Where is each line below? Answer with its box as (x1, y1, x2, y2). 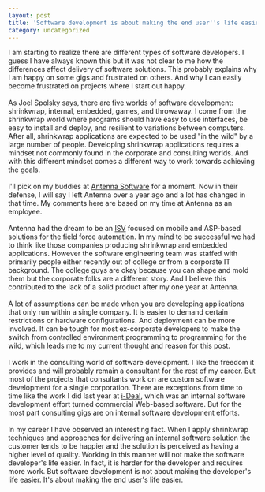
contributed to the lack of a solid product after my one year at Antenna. (8, 282, 239, 292)
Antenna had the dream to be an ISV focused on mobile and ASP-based (8, 224, 241, 233)
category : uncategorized (8, 26, 90, 34)
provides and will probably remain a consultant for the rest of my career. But (8, 366, 256, 375)
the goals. (8, 165, 41, 174)
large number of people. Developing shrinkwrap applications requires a (8, 140, 239, 150)
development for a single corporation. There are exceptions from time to (8, 383, 243, 393)
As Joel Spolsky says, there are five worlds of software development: (8, 98, 234, 107)
